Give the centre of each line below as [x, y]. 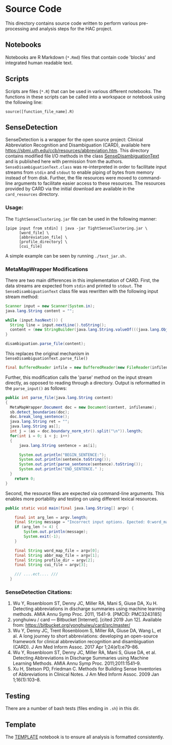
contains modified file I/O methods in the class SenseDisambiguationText [82, 156]
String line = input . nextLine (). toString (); [58, 325]
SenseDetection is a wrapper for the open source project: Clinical [74, 140]
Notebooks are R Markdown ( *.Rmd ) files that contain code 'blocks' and [80, 57]
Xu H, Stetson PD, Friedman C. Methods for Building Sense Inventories [87, 669]
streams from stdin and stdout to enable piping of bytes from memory [80, 172]
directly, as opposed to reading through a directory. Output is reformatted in [85, 383]
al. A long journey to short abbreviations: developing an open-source [85, 636]
